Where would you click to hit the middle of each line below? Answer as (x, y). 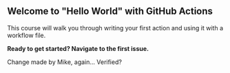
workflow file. (27, 35)
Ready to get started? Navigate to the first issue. (78, 48)
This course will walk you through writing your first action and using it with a (115, 28)
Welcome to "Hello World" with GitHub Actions (110, 11)
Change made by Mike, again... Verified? (65, 62)
